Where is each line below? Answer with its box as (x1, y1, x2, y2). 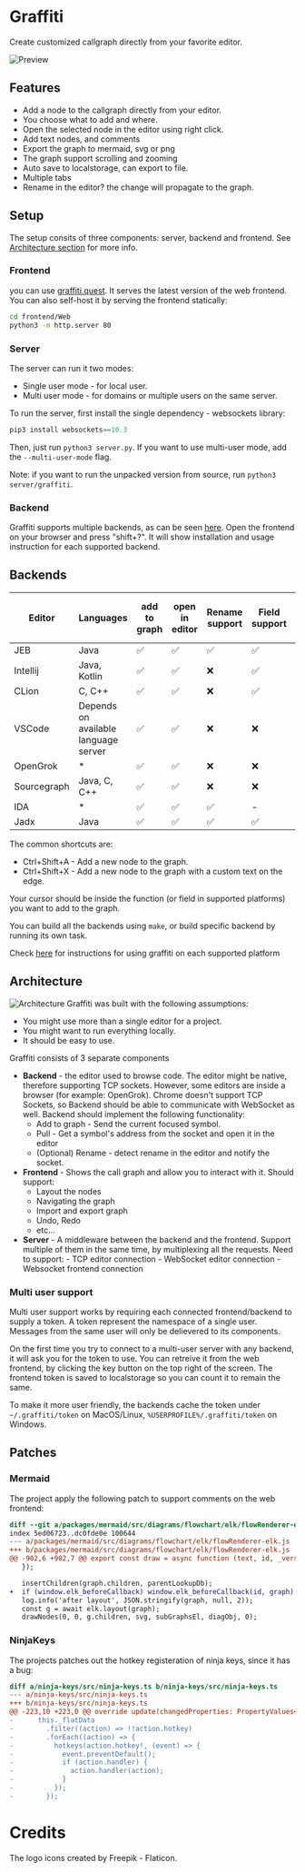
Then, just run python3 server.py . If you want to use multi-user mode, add (9, 441, 288, 452)
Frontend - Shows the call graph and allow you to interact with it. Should (22, 1166, 295, 1177)
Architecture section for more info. (9, 242, 139, 253)
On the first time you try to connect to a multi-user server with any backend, (9, 1343, 294, 1354)
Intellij (14, 664, 39, 677)
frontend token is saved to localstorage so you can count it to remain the (9, 1372, 281, 1382)
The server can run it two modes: (9, 362, 134, 373)
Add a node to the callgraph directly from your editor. (22, 104, 222, 115)
